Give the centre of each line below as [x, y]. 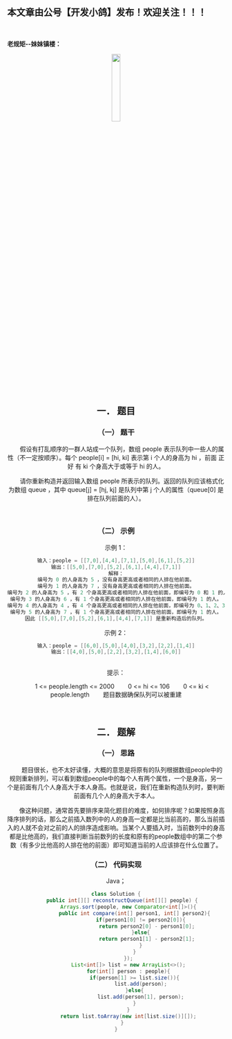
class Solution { [116, 894]
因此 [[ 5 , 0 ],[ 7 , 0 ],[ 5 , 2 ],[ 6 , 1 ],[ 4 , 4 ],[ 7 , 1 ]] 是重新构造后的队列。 [116, 618]
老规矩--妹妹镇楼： [35, 44]
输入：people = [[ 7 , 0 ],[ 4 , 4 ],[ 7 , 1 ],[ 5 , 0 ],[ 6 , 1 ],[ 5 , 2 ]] [116, 560]
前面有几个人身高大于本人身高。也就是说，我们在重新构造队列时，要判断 [122, 787]
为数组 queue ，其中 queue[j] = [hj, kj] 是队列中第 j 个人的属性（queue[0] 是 [116, 489]
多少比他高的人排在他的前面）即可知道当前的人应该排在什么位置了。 [125, 845]
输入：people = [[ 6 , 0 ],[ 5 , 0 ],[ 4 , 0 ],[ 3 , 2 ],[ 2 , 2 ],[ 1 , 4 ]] [116, 645]
